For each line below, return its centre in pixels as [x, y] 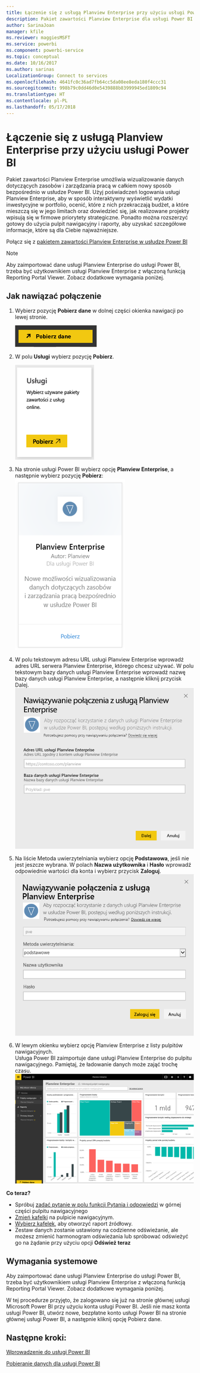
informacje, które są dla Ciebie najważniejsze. [62, 230]
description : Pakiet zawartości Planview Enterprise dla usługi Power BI [100, 19]
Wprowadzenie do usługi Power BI [48, 1352]
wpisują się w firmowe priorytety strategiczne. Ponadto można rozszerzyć [97, 217]
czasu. [23, 1070]
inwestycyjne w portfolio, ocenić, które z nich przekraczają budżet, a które [98, 204]
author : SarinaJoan [30, 25]
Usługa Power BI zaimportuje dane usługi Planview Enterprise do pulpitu [103, 1058]
